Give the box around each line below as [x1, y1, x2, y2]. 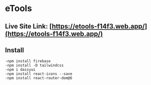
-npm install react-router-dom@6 [5, 76, 73, 81]
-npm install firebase [5, 59, 51, 64]
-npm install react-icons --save [5, 71, 73, 76]
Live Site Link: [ [5, 22, 52, 30]
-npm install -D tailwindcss [5, 63, 64, 68]
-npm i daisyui [5, 67, 36, 72]
